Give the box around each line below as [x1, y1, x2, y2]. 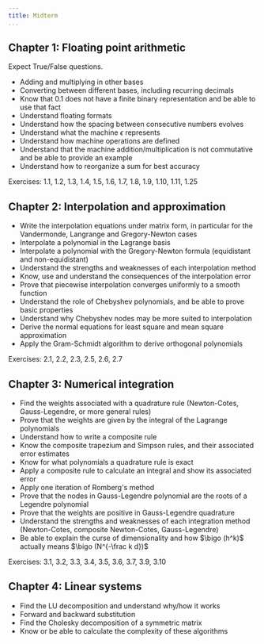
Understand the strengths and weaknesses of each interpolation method [19, 263, 257, 273]
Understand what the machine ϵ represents [19, 128, 160, 137]
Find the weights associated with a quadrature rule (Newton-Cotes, [19, 398, 239, 408]
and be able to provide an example [19, 153, 133, 163]
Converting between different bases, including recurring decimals [19, 86, 235, 95]
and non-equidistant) [19, 255, 89, 264]
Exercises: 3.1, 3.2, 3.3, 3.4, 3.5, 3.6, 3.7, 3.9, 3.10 [8, 557, 166, 567]
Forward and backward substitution [19, 609, 136, 619]
